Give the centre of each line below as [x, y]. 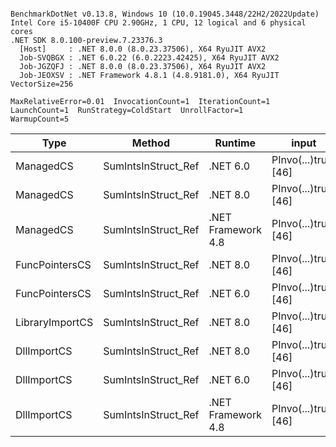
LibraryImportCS [54, 322]
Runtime [235, 143]
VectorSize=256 [42, 84]
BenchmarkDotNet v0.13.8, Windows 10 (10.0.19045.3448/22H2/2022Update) [165, 14]
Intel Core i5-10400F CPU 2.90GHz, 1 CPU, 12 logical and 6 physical [158, 23]
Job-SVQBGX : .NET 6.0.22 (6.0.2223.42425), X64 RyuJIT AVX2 [149, 58]
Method [150, 143]
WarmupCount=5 [40, 119]
